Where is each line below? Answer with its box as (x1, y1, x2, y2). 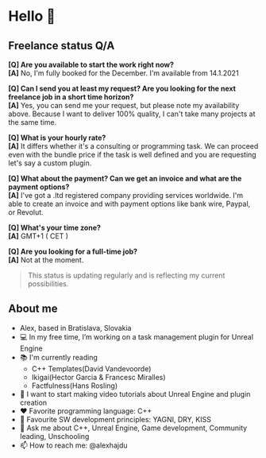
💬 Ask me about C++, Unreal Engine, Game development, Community (19, 423, 248, 433)
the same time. (8, 118, 57, 126)
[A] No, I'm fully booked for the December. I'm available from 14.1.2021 (8, 68, 240, 78)
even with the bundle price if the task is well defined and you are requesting (8, 150, 256, 159)
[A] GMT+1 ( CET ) (8, 231, 69, 241)
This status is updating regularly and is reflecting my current (27, 270, 226, 280)
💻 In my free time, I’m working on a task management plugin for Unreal (19, 332, 254, 341)
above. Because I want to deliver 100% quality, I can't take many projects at (8, 109, 256, 118)
